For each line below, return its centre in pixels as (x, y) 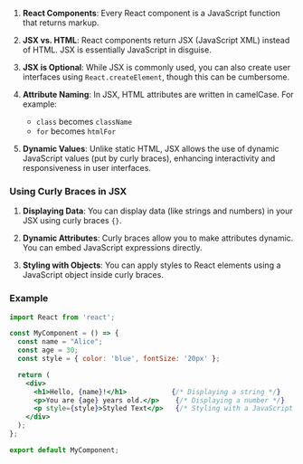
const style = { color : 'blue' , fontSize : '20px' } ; (119, 359)
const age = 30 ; (48, 350)
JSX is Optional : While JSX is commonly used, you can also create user (156, 67)
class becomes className (84, 122)
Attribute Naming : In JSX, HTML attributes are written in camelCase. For (158, 95)
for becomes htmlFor (76, 131)
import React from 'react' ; (62, 317)
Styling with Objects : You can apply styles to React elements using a (151, 265)
